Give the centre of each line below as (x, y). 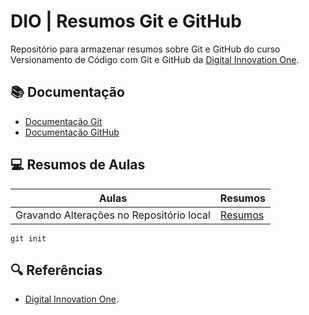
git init (28, 238)
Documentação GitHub (72, 132)
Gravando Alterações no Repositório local (113, 215)
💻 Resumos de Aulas (78, 165)
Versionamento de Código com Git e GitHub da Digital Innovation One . (155, 59)
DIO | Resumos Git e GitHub (126, 21)
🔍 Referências (56, 270)
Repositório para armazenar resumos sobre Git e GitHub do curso (145, 49)
